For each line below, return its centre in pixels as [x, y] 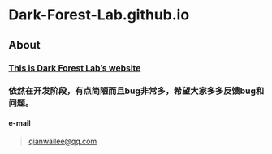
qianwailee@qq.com [63, 141]
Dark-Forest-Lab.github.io [99, 15]
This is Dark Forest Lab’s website [75, 68]
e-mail [19, 123]
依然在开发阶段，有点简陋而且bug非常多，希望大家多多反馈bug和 [136, 91]
